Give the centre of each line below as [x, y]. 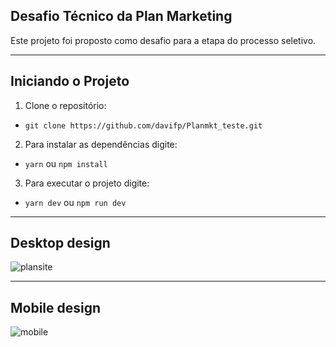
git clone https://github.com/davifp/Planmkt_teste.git [143, 125]
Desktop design [60, 243]
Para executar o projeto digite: [87, 183]
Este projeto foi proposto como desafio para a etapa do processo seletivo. [163, 40]
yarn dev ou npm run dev [75, 202]
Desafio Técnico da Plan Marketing [121, 16]
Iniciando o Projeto [70, 81]
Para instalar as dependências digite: [101, 144]
